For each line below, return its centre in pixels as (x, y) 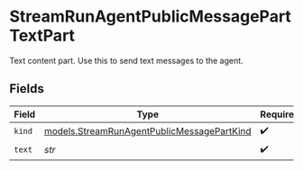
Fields (27, 89)
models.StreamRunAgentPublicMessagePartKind (147, 131)
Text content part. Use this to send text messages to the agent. (126, 60)
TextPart (42, 36)
